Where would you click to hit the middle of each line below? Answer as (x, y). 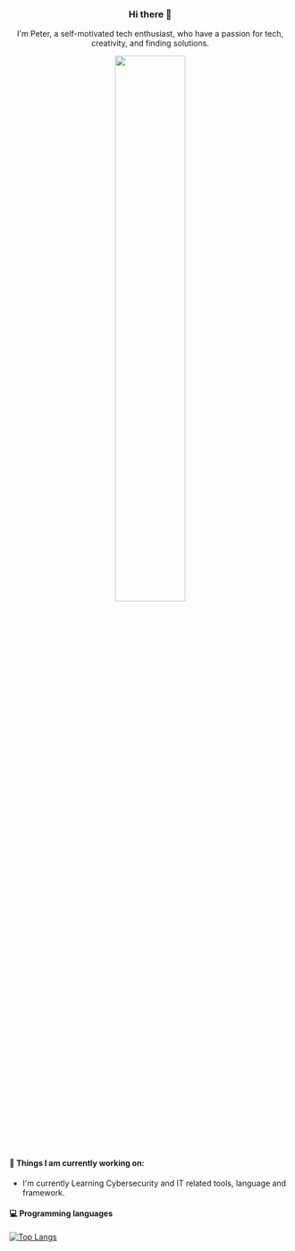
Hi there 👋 (150, 14)
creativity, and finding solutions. (150, 43)
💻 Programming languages (61, 1213)
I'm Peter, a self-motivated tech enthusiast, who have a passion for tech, (150, 34)
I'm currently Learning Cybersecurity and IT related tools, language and (154, 1183)
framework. (43, 1192)
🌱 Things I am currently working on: (77, 1162)
